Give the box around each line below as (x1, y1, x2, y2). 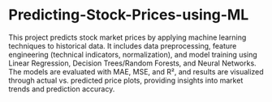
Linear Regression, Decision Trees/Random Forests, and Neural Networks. (8, 58, 257, 68)
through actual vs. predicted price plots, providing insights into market (8, 75, 244, 85)
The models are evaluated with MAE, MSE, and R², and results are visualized (8, 66, 264, 76)
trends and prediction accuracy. (8, 83, 115, 94)
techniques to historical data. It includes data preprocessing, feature (8, 40, 237, 50)
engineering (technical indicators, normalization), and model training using (8, 49, 257, 59)
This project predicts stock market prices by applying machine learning (8, 32, 247, 42)
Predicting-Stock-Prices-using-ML (8, 6, 249, 24)
